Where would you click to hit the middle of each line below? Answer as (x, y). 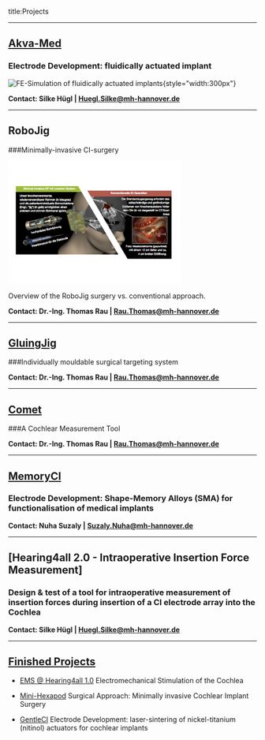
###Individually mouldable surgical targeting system (93, 362)
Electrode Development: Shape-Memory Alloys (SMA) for (121, 499)
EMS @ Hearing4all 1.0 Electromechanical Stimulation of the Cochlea (132, 681)
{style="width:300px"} (200, 83)
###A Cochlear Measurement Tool (64, 428)
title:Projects (28, 11)
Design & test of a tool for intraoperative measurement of (119, 592)
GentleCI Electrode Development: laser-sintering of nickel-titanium (128, 719)
